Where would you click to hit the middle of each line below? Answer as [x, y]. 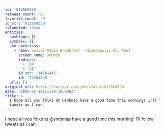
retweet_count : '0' [25, 14]
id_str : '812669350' [26, 23]
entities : [15, 32]
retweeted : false [23, 28]
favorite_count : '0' [26, 19]
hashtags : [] [23, 37]
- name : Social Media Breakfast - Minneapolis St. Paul [72, 50]
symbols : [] [22, 42]
